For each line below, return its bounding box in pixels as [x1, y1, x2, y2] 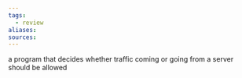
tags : [8, 11, 26, 19]
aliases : [8, 26, 37, 34]
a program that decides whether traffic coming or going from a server [8, 55, 234, 64]
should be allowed [8, 63, 68, 73]
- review [15, 19, 44, 27]
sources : [8, 33, 37, 41]
